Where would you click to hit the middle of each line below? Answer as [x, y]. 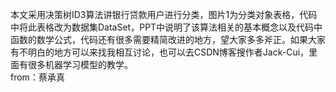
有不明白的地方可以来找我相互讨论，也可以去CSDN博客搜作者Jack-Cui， [160, 52]
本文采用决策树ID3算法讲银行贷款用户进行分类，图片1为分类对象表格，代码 [164, 14]
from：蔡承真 [37, 77]
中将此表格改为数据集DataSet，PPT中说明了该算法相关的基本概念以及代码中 [166, 27]
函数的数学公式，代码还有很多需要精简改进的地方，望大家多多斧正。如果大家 [168, 39]
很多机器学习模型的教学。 [80, 64]
